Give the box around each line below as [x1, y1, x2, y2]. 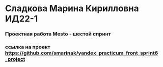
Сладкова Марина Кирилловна [5, 3, 139, 14]
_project [5, 56, 26, 63]
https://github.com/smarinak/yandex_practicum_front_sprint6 [5, 50, 158, 56]
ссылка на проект [5, 44, 51, 50]
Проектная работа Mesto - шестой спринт [5, 31, 111, 37]
